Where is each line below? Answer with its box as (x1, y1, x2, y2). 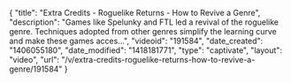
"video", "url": (9, 55, 60, 64)
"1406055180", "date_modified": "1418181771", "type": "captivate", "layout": (9, 45, 283, 56)
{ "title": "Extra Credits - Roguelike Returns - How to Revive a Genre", (9, 8, 261, 18)
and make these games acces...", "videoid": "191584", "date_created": (9, 35, 264, 46)
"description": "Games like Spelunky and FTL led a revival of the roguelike (9, 17, 279, 27)
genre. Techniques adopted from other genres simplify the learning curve (9, 26, 277, 36)
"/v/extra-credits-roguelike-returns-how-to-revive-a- (61, 55, 256, 64)
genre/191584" (9, 64, 63, 74)
